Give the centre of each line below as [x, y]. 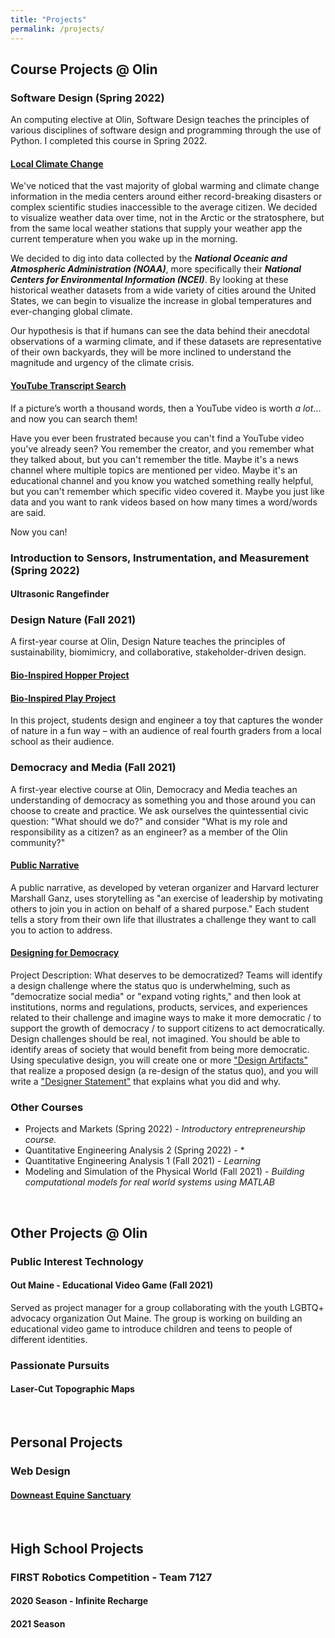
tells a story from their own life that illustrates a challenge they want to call [163, 919]
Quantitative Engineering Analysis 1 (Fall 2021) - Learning [143, 1161]
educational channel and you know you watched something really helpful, [162, 480]
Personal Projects [66, 1442]
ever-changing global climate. [71, 312]
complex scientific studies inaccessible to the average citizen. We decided [164, 207]
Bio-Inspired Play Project [63, 698]
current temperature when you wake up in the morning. [124, 239]
